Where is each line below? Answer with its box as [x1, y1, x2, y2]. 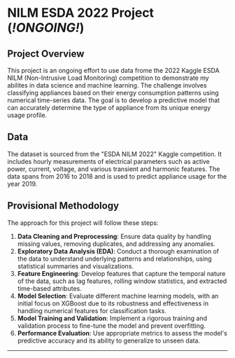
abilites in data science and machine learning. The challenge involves [7, 81, 208, 89]
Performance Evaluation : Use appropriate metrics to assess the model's [17, 329, 227, 337]
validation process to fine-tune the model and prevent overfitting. [17, 321, 206, 330]
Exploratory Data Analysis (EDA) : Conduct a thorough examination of [17, 247, 219, 255]
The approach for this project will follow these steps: [7, 219, 159, 227]
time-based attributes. [17, 284, 82, 292]
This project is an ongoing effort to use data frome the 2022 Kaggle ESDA [7, 67, 220, 74]
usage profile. [7, 111, 48, 119]
